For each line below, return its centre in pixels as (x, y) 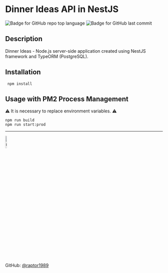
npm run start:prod (25, 125)
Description (24, 39)
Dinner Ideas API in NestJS (62, 9)
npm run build (20, 120)
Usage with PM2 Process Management (67, 99)
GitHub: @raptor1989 (27, 265)
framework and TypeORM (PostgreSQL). (47, 56)
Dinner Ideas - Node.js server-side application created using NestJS (75, 51)
